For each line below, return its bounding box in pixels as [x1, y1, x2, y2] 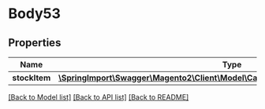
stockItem [12, 72, 51, 83]
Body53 [8, 5, 61, 23]
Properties [8, 36, 62, 49]
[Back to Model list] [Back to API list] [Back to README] [8, 93, 189, 102]
